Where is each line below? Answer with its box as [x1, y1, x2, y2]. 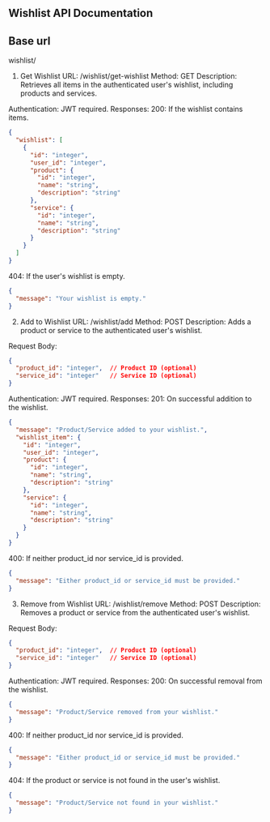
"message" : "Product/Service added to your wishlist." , [15, 426, 208, 434]
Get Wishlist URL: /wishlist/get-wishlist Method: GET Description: [19, 71, 237, 81]
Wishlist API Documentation [8, 6, 154, 20]
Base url [8, 34, 51, 48]
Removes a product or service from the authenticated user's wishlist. [19, 607, 251, 617]
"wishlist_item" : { [15, 433, 82, 441]
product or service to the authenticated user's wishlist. [19, 325, 203, 335]
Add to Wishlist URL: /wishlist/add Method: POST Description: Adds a [19, 316, 252, 327]
